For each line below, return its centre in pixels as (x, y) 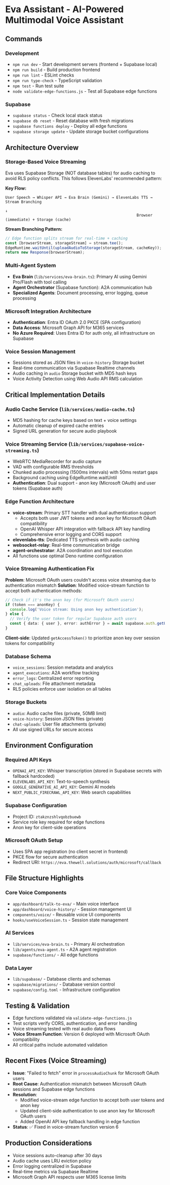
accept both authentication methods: (44, 590)
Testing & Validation (37, 1006)
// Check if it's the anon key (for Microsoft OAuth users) (70, 600)
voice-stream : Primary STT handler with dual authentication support (84, 513)
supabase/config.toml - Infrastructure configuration (66, 990)
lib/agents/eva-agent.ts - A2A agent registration (64, 949)
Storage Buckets (26, 702)
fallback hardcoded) (34, 776)
